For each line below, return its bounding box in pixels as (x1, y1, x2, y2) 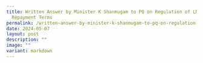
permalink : (6, 20, 34, 26)
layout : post (6, 31, 39, 37)
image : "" (6, 43, 31, 49)
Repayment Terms (11, 14, 53, 20)
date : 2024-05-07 (6, 25, 50, 32)
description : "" (6, 37, 47, 43)
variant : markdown (6, 48, 53, 54)
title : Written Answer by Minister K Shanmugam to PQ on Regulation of (6, 8, 190, 15)
